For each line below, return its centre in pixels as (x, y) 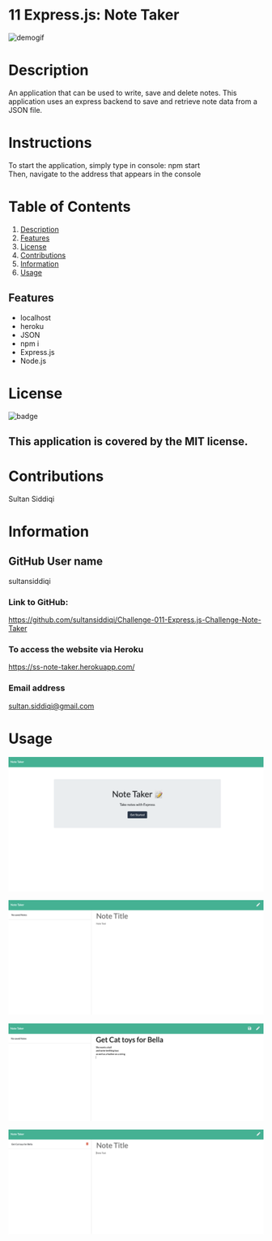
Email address (37, 688)
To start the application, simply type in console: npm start (104, 165)
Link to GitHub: (38, 602)
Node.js (33, 361)
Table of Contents (70, 207)
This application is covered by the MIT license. (128, 441)
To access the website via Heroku (76, 650)
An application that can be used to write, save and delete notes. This (123, 93)
